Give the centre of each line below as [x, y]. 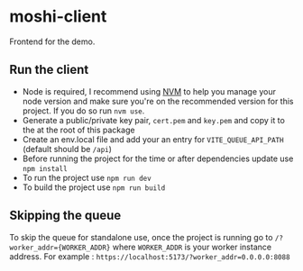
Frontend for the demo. [52, 41]
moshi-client [58, 17]
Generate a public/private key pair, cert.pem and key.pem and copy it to [154, 120]
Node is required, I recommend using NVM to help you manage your [149, 91]
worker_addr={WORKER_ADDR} [60, 248]
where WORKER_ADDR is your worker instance [192, 247]
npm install [45, 168]
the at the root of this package [78, 130]
